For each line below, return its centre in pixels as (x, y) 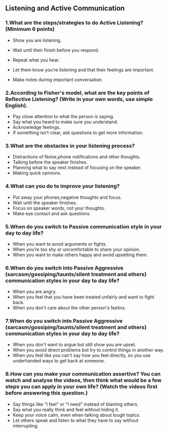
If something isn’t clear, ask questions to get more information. (78, 132)
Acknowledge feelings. (37, 127)
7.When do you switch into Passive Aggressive (64, 321)
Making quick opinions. (37, 173)
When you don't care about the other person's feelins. (69, 308)
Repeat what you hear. (36, 60)
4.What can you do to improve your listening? (63, 186)
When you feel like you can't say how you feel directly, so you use (81, 355)
